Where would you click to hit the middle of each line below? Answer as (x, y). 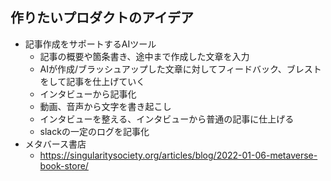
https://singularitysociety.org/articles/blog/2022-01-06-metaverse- (178, 155)
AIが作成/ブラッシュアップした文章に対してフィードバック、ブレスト (180, 69)
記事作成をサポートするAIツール (90, 44)
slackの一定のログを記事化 (94, 131)
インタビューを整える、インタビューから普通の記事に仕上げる (167, 119)
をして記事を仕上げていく (92, 81)
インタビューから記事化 (88, 94)
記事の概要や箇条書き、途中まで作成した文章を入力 (144, 56)
